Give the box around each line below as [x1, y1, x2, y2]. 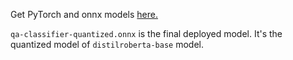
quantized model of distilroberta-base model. [10, 39, 205, 50]
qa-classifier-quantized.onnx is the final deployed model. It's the [10, 28, 283, 39]
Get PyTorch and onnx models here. [10, 9, 159, 20]
